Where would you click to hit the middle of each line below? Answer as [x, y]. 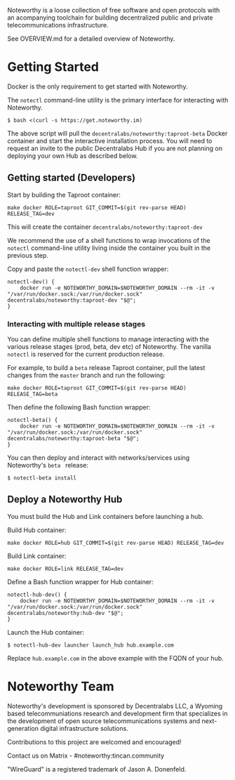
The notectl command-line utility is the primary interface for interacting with [118, 100]
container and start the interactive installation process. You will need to [110, 140]
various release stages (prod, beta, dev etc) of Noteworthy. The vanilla [109, 347]
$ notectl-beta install [42, 478]
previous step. [28, 255]
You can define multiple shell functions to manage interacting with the [108, 339]
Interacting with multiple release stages [76, 324]
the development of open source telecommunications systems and [104, 721]
